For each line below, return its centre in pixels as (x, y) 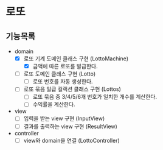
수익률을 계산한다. (54, 104)
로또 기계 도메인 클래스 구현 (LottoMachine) (76, 59)
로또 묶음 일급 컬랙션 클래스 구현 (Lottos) (72, 89)
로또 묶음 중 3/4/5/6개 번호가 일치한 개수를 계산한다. (95, 97)
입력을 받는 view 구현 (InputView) (64, 118)
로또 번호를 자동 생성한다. (63, 82)
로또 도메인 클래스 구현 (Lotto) (60, 74)
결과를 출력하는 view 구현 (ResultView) (71, 126)
